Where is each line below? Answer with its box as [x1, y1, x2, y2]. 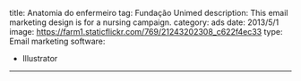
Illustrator [21, 53, 58, 63]
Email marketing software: [9, 36, 106, 46]
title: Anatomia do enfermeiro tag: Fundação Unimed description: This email [9, 8, 288, 18]
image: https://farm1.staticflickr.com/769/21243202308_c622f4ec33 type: [9, 27, 283, 36]
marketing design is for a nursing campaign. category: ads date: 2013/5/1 [9, 17, 279, 28]
